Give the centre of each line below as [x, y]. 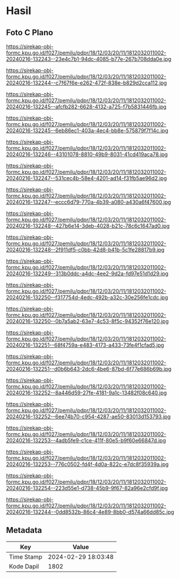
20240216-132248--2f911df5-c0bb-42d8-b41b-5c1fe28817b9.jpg [85, 250]
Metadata [24, 530]
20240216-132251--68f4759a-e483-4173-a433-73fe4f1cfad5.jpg [85, 345]
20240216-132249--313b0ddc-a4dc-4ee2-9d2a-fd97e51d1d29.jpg [87, 273]
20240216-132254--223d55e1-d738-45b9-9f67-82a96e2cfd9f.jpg [87, 488]
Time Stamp [26, 557]
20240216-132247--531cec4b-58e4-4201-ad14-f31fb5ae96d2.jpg [86, 178]
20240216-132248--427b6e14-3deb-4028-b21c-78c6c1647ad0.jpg [88, 226]
